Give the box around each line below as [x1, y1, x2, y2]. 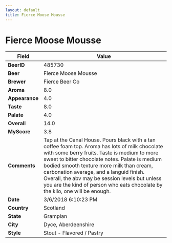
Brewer [8, 78, 26, 85]
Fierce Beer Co [43, 78, 80, 85]
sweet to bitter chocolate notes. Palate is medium [43, 156, 162, 163]
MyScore [8, 128, 31, 135]
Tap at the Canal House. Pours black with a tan [43, 136, 156, 144]
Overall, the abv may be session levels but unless [43, 175, 162, 182]
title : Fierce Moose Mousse [5, 12, 66, 17]
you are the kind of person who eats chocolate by [43, 181, 163, 189]
